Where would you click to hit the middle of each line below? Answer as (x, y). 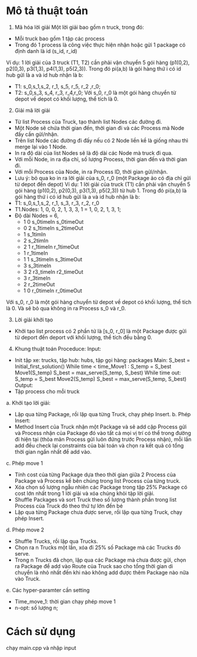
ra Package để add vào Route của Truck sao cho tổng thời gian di (94, 566)
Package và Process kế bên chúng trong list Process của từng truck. (98, 480)
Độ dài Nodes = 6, (36, 215)
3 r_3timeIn (37, 278)
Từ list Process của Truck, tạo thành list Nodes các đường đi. (88, 121)
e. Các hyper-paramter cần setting (48, 590)
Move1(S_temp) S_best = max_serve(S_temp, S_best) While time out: (98, 373)
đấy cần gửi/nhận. (36, 134)
